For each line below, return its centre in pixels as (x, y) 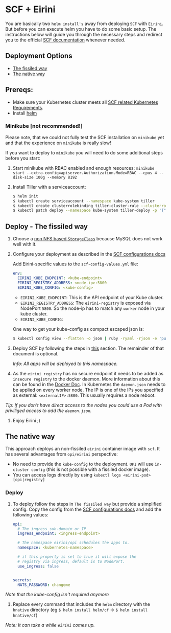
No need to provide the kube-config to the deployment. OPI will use (83, 464)
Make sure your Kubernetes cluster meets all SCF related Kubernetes (85, 102)
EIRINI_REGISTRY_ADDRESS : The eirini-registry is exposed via (86, 303)
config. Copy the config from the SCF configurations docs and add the (87, 509)
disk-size (23, 177)
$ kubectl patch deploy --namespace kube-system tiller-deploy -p (85, 211)
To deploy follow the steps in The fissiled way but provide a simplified (87, 504)
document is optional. (35, 353)
